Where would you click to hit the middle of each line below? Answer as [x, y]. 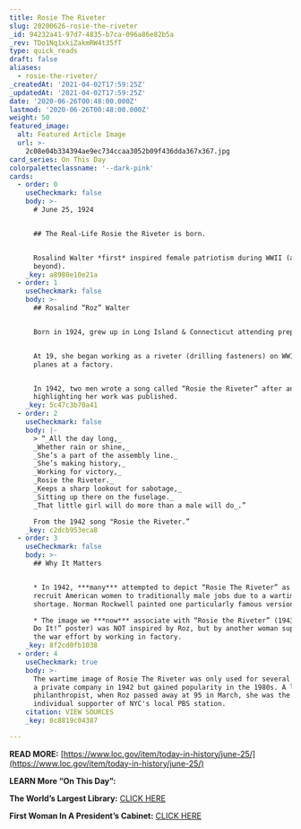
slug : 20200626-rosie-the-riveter [74, 26]
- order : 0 [38, 185]
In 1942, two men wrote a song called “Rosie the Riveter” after [157, 388]
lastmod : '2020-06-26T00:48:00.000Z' [80, 110]
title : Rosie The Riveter [57, 18]
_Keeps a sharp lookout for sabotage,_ [107, 489]
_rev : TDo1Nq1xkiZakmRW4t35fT [66, 43]
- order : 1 [38, 283]
